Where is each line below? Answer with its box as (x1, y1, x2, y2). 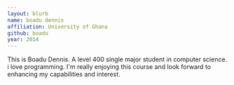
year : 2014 (7, 36, 39, 43)
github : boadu (7, 29, 49, 37)
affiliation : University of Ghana (7, 23, 109, 30)
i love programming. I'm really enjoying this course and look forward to (7, 63, 212, 71)
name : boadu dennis (7, 17, 64, 24)
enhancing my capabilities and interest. (7, 70, 121, 79)
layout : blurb (7, 10, 49, 17)
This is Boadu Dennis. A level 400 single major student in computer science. (7, 55, 228, 63)
